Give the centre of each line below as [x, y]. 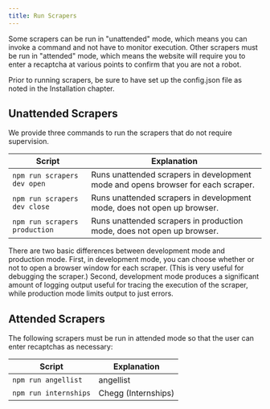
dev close [31, 207]
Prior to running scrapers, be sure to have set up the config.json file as [125, 80]
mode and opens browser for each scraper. [173, 185]
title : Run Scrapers [43, 16]
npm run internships [51, 393]
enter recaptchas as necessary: [61, 347]
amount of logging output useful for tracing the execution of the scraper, [129, 285]
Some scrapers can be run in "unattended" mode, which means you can [128, 39]
